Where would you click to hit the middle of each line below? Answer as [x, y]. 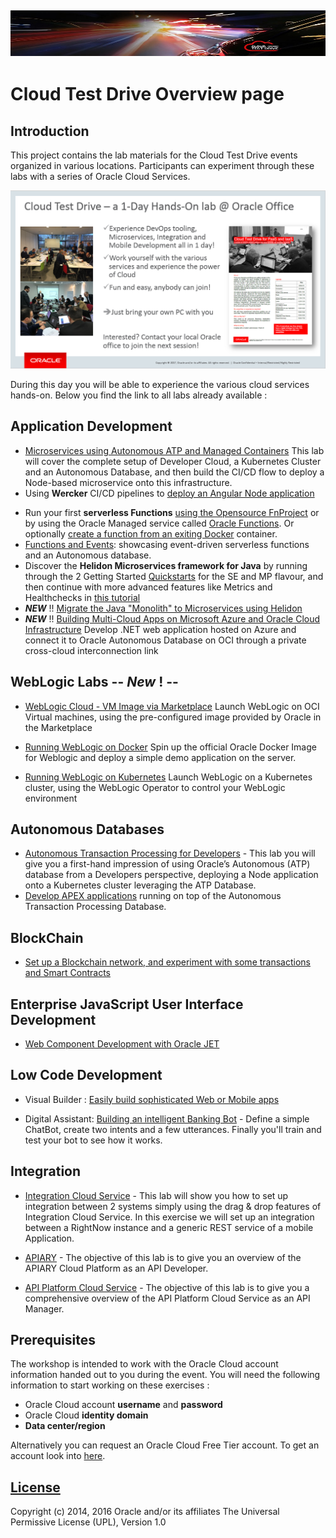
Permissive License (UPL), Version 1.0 [88, 1522]
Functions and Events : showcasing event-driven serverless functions [167, 544]
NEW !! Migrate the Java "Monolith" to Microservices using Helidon [163, 608]
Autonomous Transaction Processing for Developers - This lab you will [170, 853]
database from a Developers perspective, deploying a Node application [171, 875]
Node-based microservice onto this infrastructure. [128, 482]
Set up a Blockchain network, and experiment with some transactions [167, 962]
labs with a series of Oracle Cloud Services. [100, 176]
